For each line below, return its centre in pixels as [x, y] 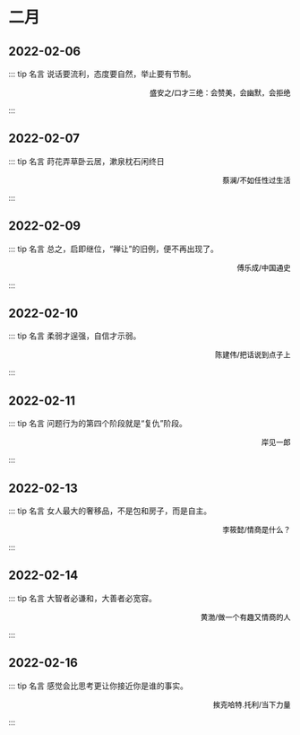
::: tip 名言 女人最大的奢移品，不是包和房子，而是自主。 [110, 511]
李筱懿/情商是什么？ [257, 530]
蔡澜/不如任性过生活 [257, 180]
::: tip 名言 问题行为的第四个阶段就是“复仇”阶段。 [98, 424]
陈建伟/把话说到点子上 [253, 355]
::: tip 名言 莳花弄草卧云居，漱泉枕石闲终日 [86, 161]
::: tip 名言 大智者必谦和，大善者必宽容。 [83, 598]
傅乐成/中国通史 [264, 267]
